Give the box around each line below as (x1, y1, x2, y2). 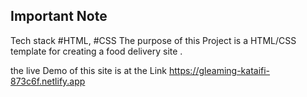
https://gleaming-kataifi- (168, 64, 271, 76)
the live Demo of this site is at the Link (10, 64, 168, 76)
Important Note (10, 8, 108, 25)
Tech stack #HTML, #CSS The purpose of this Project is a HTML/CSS (10, 34, 297, 46)
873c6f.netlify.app (10, 75, 86, 87)
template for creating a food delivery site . (10, 45, 183, 57)
